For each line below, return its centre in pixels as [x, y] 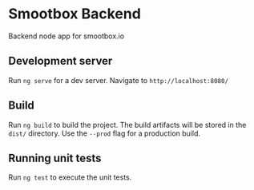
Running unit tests [55, 158]
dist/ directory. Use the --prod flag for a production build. [104, 133]
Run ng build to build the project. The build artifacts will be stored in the [127, 125]
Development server [60, 61]
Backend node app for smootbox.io [67, 36]
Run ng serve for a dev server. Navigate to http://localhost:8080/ [119, 80]
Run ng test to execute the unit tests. [70, 177]
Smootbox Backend [75, 14]
